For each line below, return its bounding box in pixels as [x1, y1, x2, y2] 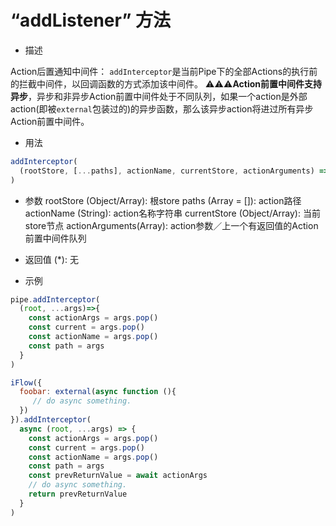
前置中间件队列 [24, 232, 87, 244]
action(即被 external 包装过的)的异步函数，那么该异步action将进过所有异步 [10, 102, 314, 115]
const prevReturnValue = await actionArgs [28, 471, 208, 481]
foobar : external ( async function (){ [19, 387, 177, 397]
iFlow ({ [10, 377, 43, 388]
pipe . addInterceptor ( [10, 294, 101, 305]
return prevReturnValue [28, 489, 128, 500]
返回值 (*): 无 [24, 253, 79, 265]
